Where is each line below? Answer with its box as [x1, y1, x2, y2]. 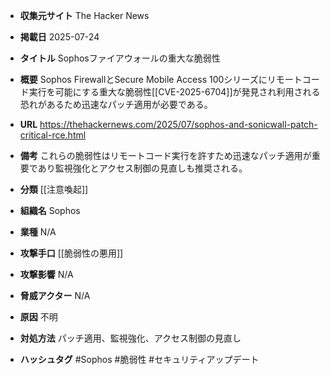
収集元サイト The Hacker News [19, 10, 150, 21]
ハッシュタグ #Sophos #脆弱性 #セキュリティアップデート [19, 354, 260, 365]
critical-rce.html [19, 129, 87, 141]
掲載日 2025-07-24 [19, 31, 100, 43]
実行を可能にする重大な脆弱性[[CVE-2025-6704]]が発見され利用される [28, 86, 321, 98]
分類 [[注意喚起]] [19, 184, 89, 195]
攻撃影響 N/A [19, 269, 74, 280]
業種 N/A [19, 226, 57, 238]
